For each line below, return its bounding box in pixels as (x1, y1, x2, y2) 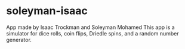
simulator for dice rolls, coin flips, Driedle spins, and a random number (6, 30, 179, 37)
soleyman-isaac (6, 4, 88, 18)
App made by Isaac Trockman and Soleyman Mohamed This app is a (6, 24, 175, 31)
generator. (6, 36, 32, 43)
